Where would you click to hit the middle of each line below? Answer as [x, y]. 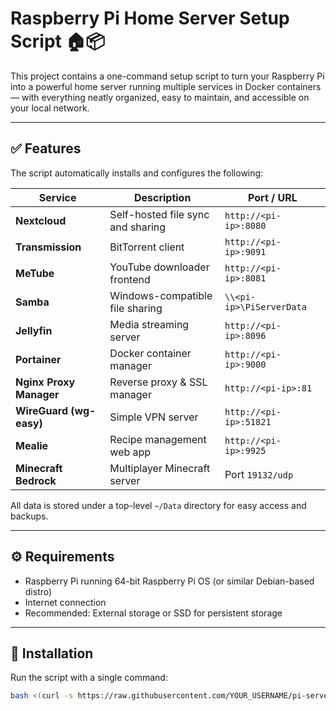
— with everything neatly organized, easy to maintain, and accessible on [160, 97]
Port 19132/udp [259, 474]
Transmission [48, 247]
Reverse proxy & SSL [158, 382]
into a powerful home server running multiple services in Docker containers [166, 86]
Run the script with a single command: [89, 678]
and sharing [138, 227]
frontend [130, 279]
